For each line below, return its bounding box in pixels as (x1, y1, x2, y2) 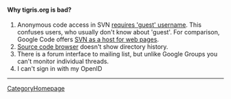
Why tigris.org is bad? (7, 5, 72, 14)
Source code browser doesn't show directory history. (16, 43, 168, 51)
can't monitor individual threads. (16, 57, 109, 65)
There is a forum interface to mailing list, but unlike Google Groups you (16, 50, 218, 58)
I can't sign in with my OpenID (16, 65, 102, 73)
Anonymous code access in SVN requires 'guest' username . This (16, 21, 201, 29)
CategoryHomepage (7, 85, 65, 93)
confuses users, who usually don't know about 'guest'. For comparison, (16, 28, 220, 36)
